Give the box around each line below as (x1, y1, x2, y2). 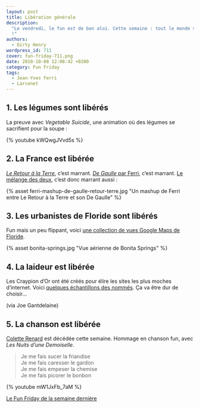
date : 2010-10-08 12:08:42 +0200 (6, 58, 89, 64)
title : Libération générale (6, 14, 76, 20)
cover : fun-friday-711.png (6, 53, 73, 59)
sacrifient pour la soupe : (6, 124, 67, 132)
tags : (6, 70, 20, 76)
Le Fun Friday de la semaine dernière (6, 395, 97, 402)
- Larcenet (11, 81, 39, 87)
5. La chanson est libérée (6, 319, 101, 329)
